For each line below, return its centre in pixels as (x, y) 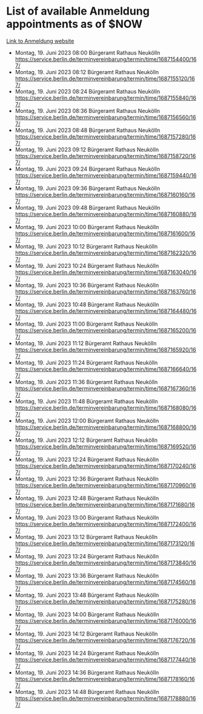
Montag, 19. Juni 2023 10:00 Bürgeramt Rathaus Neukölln (87, 227)
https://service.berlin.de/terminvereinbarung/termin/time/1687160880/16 (106, 214)
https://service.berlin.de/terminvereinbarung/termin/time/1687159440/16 (106, 175)
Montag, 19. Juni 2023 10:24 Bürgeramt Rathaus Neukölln (87, 266)
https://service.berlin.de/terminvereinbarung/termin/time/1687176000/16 (105, 620)
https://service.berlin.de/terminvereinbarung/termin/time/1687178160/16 (105, 679)
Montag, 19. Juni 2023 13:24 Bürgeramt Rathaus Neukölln (87, 556)
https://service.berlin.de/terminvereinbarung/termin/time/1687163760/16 (105, 291)
